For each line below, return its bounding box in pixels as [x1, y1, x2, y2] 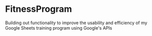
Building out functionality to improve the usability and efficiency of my [5, 20, 148, 26]
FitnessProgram [5, 3, 73, 15]
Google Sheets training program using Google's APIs [5, 25, 113, 31]
